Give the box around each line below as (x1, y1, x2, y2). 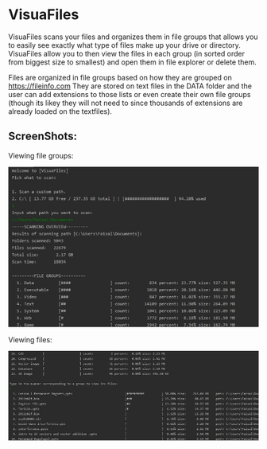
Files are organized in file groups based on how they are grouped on (8, 72, 232, 82)
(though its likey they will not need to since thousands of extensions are (8, 98, 243, 107)
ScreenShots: (8, 130, 78, 143)
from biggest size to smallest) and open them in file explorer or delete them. (8, 57, 257, 67)
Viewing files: (8, 335, 53, 345)
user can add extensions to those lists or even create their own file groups (8, 89, 252, 99)
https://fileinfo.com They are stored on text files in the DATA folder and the (8, 81, 253, 91)
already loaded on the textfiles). (8, 106, 113, 116)
